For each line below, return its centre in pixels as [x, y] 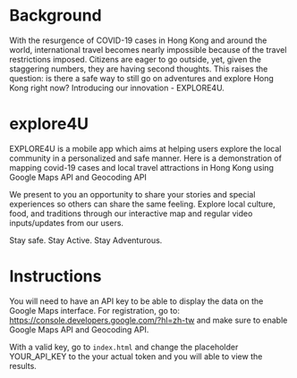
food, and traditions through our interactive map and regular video [131, 213]
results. [23, 365]
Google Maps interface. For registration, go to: [95, 310]
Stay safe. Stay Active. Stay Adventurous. [86, 240]
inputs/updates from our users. [66, 223]
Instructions [55, 277]
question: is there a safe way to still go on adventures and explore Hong [142, 78]
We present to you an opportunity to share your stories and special [132, 194]
